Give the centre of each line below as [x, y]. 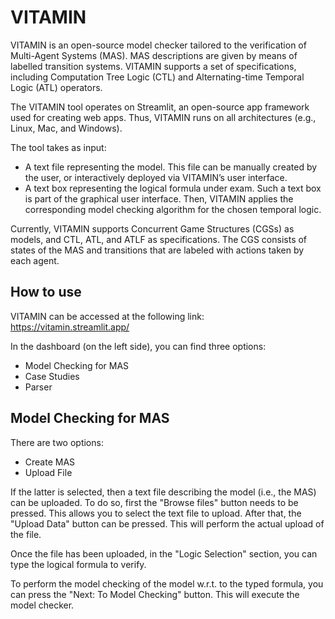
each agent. [35, 260]
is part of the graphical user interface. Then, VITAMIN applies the [159, 198]
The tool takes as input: [58, 147]
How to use [46, 292]
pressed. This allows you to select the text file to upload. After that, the [156, 513]
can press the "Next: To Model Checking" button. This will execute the [155, 594]
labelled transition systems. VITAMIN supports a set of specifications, [153, 66]
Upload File [48, 472]
